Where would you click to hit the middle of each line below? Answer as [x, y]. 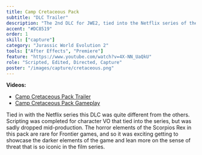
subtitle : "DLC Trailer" [37, 17]
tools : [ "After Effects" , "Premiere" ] [55, 51]
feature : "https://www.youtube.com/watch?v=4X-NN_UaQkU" [79, 57]
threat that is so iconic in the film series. [56, 147]
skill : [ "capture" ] [31, 40]
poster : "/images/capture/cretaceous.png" [60, 68]
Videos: [16, 85]
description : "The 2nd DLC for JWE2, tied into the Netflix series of [96, 23]
